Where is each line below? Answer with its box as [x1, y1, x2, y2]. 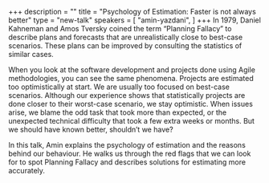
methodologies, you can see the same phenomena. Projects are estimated [8, 74, 255, 83]
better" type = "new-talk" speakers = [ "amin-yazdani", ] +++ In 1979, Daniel [8, 15, 261, 25]
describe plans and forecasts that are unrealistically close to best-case [8, 32, 243, 42]
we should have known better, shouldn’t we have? [8, 124, 174, 134]
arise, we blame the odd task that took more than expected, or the [8, 108, 227, 117]
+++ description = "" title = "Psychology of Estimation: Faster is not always [8, 7, 257, 16]
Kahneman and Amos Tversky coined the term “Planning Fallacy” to [8, 24, 232, 33]
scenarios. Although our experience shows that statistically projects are [8, 91, 246, 100]
